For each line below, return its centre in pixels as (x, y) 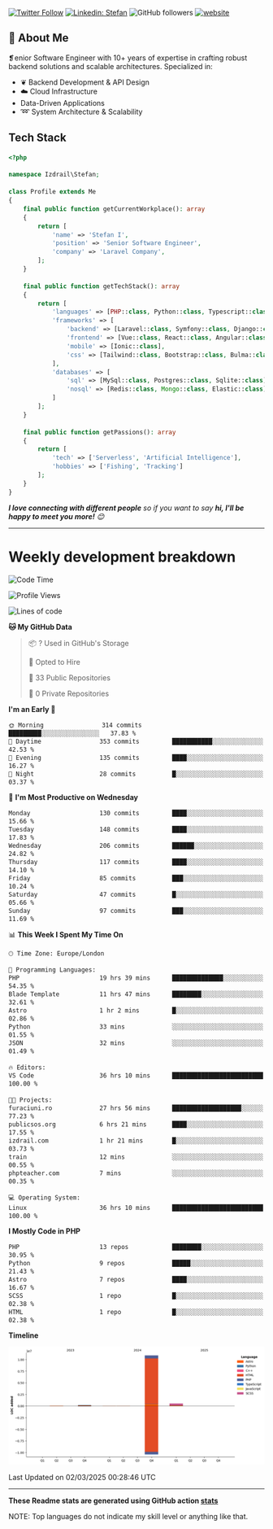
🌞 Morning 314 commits (75, 725)
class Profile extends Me (52, 192)
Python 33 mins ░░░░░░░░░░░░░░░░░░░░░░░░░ (136, 1027)
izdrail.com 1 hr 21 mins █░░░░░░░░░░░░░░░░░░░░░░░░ (136, 1140)
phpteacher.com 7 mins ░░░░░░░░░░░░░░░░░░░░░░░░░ (136, 1173)
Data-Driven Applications (63, 103)
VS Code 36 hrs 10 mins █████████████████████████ (136, 1075)
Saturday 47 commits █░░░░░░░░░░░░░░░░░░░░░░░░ (136, 894)
